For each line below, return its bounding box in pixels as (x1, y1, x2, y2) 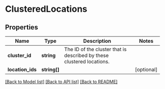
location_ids (7, 66, 37, 73)
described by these (64, 52, 109, 59)
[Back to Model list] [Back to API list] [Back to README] (5, 79, 118, 85)
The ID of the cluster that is (64, 46, 127, 53)
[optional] (135, 66, 158, 73)
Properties (5, 23, 38, 31)
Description (83, 38, 111, 44)
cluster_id (7, 52, 31, 59)
